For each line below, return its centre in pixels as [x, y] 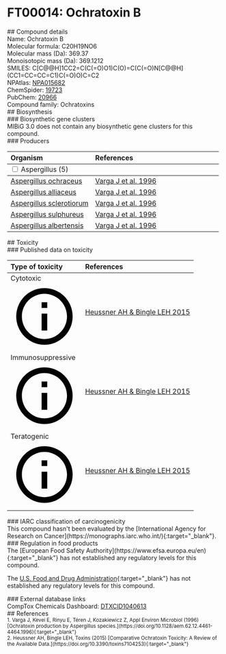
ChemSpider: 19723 [35, 90]
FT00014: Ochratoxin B [74, 13]
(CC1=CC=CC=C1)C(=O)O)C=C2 [53, 75]
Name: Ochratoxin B [35, 38]
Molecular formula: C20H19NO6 [52, 46]
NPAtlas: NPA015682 [36, 82]
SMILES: [19, 68]
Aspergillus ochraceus [46, 181]
